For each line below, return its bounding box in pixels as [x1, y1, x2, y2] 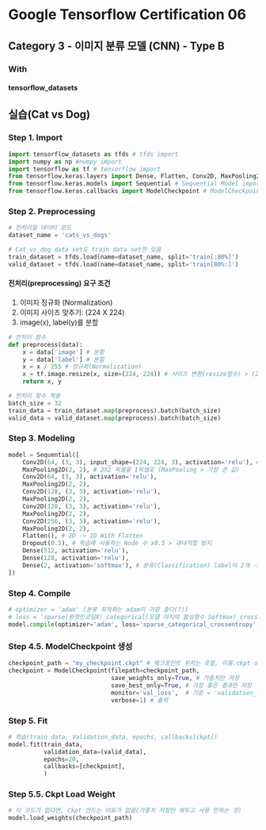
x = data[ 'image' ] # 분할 [22, 348, 104, 356]
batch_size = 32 [8, 399, 62, 407]
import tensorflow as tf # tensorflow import [8, 165, 161, 173]
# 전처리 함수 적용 [8, 392, 61, 400]
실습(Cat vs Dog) [8, 108, 91, 121]
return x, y [22, 378, 62, 386]
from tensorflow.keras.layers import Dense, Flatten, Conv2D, [8, 172, 218, 180]
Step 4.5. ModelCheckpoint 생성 [8, 641, 133, 651]
